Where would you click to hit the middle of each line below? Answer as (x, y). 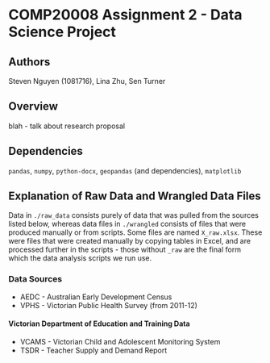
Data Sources (35, 279)
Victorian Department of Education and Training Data (100, 323)
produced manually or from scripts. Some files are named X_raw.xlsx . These (135, 232)
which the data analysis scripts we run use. (80, 258)
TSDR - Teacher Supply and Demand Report (93, 350)
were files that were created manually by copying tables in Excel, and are (130, 241)
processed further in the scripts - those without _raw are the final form (125, 250)
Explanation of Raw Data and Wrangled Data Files (135, 196)
